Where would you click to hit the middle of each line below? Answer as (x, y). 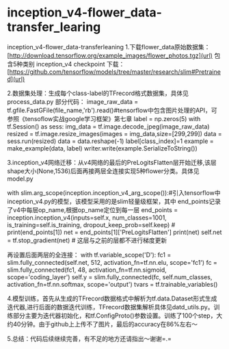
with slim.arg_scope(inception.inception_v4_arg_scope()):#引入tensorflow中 (114, 192)
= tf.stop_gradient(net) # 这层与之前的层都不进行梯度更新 (87, 240)
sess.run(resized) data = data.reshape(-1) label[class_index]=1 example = (110, 141)
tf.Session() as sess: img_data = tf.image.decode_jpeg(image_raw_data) (108, 126)
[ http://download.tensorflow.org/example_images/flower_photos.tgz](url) (110, 55)
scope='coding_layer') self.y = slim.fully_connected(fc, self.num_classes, (110, 277)
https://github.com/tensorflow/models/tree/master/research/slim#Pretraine (115, 72)
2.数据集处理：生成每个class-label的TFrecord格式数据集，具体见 (98, 93)
